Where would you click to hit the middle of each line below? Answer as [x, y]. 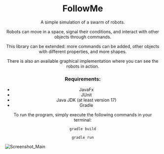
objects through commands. [83, 37]
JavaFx [86, 90]
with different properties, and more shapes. [83, 51]
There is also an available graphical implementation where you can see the [83, 61]
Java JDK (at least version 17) [86, 100]
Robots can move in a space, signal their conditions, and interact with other [83, 31]
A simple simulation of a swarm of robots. [83, 22]
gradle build [83, 129]
